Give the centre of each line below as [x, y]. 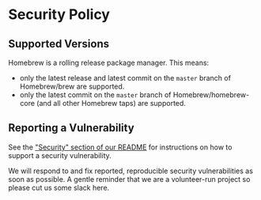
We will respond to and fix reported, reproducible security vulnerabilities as [130, 171]
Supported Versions [59, 44]
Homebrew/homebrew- [211, 95]
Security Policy [59, 15]
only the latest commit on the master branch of [95, 95]
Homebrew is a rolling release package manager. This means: [109, 62]
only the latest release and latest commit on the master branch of [125, 78]
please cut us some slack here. [59, 187]
